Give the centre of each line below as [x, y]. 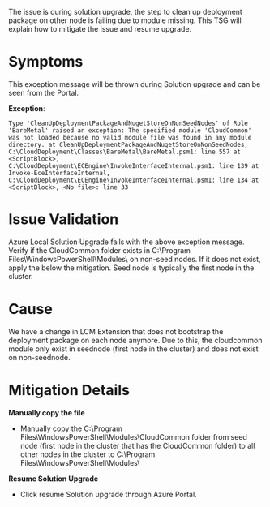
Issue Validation [64, 219]
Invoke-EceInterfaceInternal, [60, 173]
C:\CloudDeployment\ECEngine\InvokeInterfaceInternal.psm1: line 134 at [134, 180]
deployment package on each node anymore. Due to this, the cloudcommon [135, 340]
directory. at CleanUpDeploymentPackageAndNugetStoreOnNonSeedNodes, [129, 144]
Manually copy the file [47, 412]
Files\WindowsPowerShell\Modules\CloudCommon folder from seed [133, 436]
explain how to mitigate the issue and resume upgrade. [100, 29]
